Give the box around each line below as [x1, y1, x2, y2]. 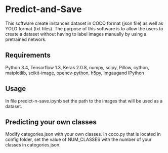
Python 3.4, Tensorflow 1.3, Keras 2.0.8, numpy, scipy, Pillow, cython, [5, 64, 149, 70]
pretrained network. [5, 36, 47, 42]
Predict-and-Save [5, 4, 82, 15]
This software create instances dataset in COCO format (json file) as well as [5, 20, 163, 26]
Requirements [5, 51, 51, 60]
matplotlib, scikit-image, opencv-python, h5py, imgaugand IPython [5, 70, 144, 76]
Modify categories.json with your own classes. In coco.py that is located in [5, 131, 161, 137]
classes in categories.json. [5, 142, 61, 148]
